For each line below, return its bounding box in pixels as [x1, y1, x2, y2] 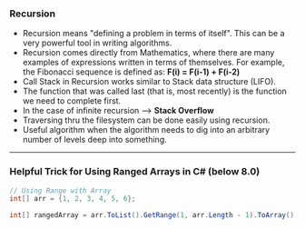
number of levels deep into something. [22, 134, 168, 145]
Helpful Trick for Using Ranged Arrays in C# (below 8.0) [9, 165, 261, 178]
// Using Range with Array [9, 185, 112, 195]
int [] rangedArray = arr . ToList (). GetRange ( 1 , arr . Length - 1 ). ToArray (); [9, 211, 299, 220]
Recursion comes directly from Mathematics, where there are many [22, 47, 275, 58]
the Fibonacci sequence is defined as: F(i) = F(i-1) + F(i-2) [22, 66, 241, 77]
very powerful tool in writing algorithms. [22, 37, 172, 48]
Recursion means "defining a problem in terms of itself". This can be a [22, 28, 285, 39]
